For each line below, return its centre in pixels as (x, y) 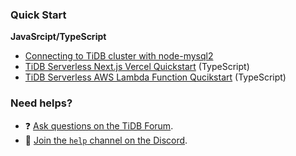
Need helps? (41, 103)
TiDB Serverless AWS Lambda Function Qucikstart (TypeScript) (155, 77)
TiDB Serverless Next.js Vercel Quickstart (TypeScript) (137, 67)
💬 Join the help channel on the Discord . (106, 140)
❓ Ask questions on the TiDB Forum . (99, 125)
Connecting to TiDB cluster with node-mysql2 (119, 56)
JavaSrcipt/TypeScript (58, 37)
